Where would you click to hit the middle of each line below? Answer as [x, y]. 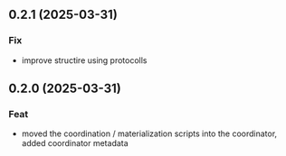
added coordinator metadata [75, 143]
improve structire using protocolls [84, 60]
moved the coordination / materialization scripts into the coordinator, [149, 133]
